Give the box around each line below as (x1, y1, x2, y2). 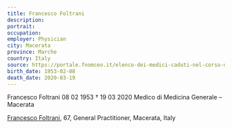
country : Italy (7, 55, 51, 62)
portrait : (7, 23, 36, 30)
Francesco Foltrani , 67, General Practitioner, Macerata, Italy (7, 114, 176, 122)
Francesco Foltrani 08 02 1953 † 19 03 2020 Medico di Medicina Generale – (7, 93, 222, 101)
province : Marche (7, 49, 57, 56)
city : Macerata (7, 42, 51, 49)
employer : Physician (7, 36, 67, 43)
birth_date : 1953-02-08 (7, 68, 76, 75)
